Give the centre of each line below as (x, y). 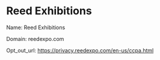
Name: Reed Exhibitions (36, 27)
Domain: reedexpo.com (35, 39)
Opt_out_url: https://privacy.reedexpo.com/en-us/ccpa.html (80, 50)
